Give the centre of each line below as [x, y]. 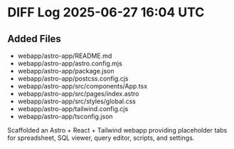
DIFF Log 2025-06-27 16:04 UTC [106, 12]
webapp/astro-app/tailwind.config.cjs [73, 109]
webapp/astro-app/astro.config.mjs [70, 63]
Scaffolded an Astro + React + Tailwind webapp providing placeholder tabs [117, 130]
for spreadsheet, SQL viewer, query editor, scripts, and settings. [101, 138]
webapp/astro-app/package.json [66, 71]
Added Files [34, 39]
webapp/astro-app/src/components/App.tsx [83, 86]
